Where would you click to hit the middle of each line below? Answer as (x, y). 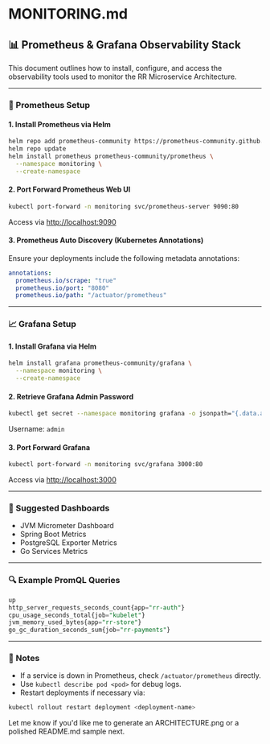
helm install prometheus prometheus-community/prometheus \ (111, 156)
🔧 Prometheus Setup (49, 105)
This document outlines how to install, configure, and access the (115, 68)
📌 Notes (24, 659)
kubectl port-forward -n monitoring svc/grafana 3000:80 (106, 465)
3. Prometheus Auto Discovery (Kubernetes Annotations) (106, 240)
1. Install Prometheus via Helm (59, 124)
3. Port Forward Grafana (49, 447)
